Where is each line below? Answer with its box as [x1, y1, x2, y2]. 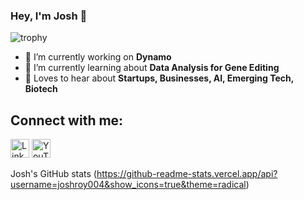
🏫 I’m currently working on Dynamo [24, 51, 172, 63]
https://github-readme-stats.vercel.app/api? [96, 168, 278, 180]
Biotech [24, 83, 58, 95]
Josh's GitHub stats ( [10, 168, 97, 180]
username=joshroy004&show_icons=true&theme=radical [10, 179, 247, 191]
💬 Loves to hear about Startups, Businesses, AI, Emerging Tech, [24, 72, 294, 84]
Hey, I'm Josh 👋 [10, 9, 88, 23]
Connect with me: [10, 112, 124, 129]
